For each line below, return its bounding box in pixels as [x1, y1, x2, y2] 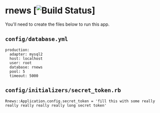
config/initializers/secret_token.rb [5, 87, 121, 94]
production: [5, 47, 30, 52]
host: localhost [9, 56, 43, 61]
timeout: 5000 [9, 73, 38, 78]
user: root [9, 60, 32, 65]
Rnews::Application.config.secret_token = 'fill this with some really [5, 99, 155, 104]
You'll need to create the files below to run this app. [5, 21, 110, 27]
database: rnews [9, 65, 43, 70]
